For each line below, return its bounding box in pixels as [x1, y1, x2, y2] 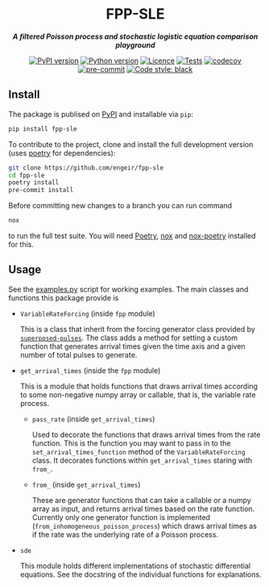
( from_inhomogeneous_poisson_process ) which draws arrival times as [31, 521, 258, 530]
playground [115, 40, 155, 49]
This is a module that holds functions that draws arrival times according [19, 381, 258, 391]
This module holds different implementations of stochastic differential [19, 560, 251, 570]
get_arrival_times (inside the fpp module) [19, 365, 161, 375]
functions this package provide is [8, 292, 119, 303]
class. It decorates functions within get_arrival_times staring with [31, 455, 253, 465]
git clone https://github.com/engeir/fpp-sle [8, 163, 163, 172]
